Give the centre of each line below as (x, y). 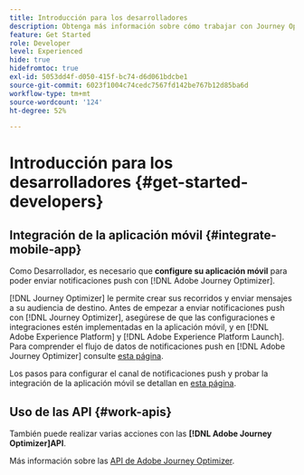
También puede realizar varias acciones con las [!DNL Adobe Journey (141, 434)
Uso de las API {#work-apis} (90, 412)
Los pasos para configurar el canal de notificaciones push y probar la (139, 373)
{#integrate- (241, 235)
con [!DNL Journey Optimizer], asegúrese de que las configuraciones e (142, 317)
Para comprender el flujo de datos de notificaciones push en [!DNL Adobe (147, 346)
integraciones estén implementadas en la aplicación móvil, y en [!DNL (139, 327)
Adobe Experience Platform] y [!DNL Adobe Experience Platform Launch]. (147, 337)
